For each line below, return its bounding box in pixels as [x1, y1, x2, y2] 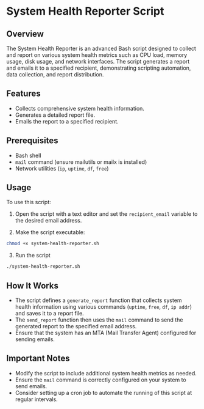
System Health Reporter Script [6, 4, 164, 18]
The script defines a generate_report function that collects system [15, 297, 182, 304]
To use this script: [6, 199, 51, 206]
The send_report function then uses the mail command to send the [15, 316, 183, 323]
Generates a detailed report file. [15, 111, 96, 119]
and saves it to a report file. [15, 310, 84, 317]
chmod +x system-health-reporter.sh [6, 240, 99, 247]
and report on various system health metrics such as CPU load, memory [6, 51, 188, 59]
